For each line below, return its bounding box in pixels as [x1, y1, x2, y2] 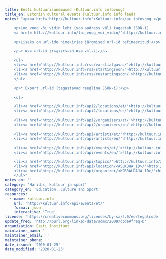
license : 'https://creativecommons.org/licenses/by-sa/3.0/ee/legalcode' [5, 214, 161, 219]
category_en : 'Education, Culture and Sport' [5, 187, 100, 192]
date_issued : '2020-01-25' [5, 242, 61, 247]
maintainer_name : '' [5, 228, 48, 233]
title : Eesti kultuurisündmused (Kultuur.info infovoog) [5, 7, 125, 12]
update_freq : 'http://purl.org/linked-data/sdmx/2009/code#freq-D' [5, 219, 147, 224]
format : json [14, 205, 41, 210]
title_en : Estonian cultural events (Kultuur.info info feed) [5, 12, 136, 17]
